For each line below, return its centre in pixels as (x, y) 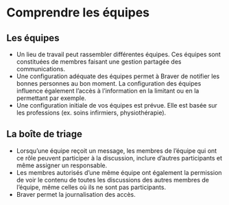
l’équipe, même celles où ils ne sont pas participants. (91, 187)
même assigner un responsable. (62, 165)
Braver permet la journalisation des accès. (76, 194)
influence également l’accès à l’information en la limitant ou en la (108, 91)
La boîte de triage (45, 134)
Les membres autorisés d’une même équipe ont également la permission (119, 172)
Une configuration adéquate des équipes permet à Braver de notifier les (118, 76)
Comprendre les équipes (78, 13)
